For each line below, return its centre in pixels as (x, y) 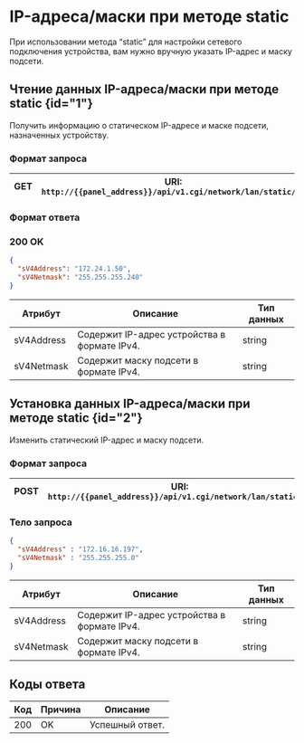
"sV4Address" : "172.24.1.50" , (74, 269)
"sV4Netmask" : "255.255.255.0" (79, 557)
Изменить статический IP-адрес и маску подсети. (107, 440)
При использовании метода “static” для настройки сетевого (126, 42)
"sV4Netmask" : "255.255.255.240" (81, 278)
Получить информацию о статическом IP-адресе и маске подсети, (139, 125)
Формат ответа (45, 217)
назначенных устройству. (59, 135)
